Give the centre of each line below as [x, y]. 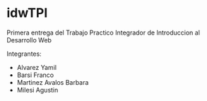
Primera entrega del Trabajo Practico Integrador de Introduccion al [103, 32]
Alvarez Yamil [37, 67]
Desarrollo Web [29, 40]
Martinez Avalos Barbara [53, 82]
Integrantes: [24, 54]
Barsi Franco [35, 75]
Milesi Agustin [37, 90]
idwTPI [27, 13]
